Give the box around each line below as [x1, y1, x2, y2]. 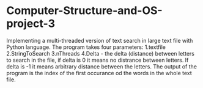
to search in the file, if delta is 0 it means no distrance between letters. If [6, 56, 189, 64]
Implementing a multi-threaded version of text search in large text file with [6, 37, 193, 44]
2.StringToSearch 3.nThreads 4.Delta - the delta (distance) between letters [6, 50, 194, 57]
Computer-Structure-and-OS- [6, 4, 163, 18]
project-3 [6, 16, 56, 31]
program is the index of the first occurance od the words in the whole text [6, 69, 193, 76]
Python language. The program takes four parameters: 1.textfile [6, 43, 166, 51]
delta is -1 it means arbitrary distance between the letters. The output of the [6, 62, 197, 70]
